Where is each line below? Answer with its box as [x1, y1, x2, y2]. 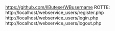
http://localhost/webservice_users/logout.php [5, 20, 102, 26]
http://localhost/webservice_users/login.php [5, 15, 99, 20]
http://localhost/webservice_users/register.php [5, 9, 104, 15]
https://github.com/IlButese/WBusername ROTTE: [5, 4, 110, 10]
